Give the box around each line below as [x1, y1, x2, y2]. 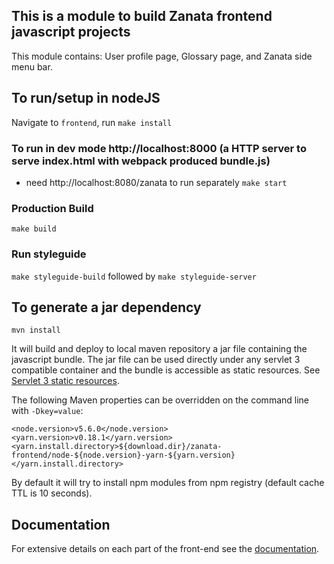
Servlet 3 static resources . [11, 375, 120, 387]
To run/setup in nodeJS [11, 90, 161, 107]
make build [11, 224, 57, 234]
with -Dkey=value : [11, 405, 84, 417]
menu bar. [11, 60, 53, 73]
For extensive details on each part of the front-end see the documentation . [11, 543, 320, 555]
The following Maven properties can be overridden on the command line [11, 394, 309, 406]
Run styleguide [11, 247, 87, 261]
